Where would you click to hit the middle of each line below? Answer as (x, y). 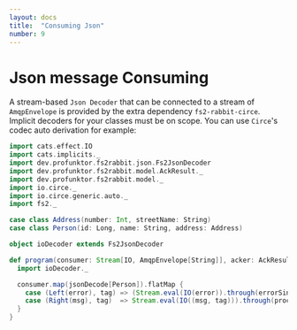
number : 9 (27, 34)
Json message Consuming (109, 77)
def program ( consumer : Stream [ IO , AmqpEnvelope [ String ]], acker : (132, 260)
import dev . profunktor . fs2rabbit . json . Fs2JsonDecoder (110, 163)
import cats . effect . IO (51, 147)
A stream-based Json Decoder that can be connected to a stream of (132, 102)
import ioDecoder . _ (53, 268)
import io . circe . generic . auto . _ (69, 196)
